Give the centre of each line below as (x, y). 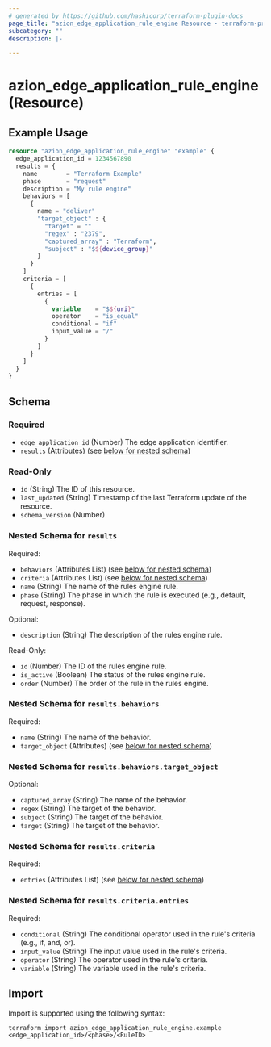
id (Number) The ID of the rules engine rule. (93, 666)
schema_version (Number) (63, 515)
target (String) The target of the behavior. (90, 826)
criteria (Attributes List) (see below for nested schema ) (114, 577)
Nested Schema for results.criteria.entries (99, 901)
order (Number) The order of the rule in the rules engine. (114, 683)
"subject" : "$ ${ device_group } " (98, 249)
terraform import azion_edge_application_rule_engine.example (115, 1028)
